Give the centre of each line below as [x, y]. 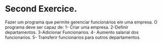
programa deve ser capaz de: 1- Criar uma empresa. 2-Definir [67, 27]
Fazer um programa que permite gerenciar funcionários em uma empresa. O [81, 22]
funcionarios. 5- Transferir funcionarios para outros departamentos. [73, 37]
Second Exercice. [41, 9]
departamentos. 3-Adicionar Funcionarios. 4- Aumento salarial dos [72, 32]
